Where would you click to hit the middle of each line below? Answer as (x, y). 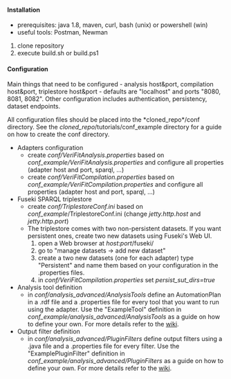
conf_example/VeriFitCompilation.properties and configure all (115, 185)
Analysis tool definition (50, 288)
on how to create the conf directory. (58, 134)
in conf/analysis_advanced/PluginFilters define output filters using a (125, 339)
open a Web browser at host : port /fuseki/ (96, 243)
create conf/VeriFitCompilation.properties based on (101, 177)
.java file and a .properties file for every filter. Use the (103, 346)
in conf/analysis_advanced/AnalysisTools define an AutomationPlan (124, 295)
